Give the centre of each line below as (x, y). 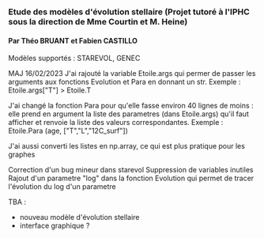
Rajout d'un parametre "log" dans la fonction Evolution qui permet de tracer (131, 178)
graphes (22, 155)
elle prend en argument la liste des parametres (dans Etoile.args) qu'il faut (128, 114)
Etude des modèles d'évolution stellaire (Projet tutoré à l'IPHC (129, 12)
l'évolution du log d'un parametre (62, 187)
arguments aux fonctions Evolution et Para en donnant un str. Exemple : (124, 82)
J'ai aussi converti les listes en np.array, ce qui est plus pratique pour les (126, 146)
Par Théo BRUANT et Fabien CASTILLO (73, 40)
